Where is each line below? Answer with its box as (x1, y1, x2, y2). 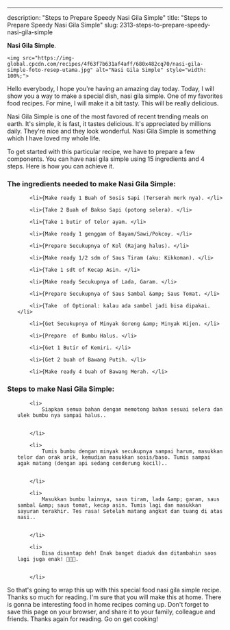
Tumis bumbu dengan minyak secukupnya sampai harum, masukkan (42, 448, 223, 455)
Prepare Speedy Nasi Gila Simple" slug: (7, 21, 118, 29)
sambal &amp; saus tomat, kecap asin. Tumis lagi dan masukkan (16, 501, 202, 509)
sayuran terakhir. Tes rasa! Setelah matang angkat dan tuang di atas (16, 507, 223, 514)
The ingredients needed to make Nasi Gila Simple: (7, 179, 177, 188)
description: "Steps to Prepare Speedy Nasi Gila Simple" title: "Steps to (7, 14, 207, 21)
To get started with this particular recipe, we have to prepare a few (7, 148, 195, 155)
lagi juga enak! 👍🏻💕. (16, 555, 79, 562)
